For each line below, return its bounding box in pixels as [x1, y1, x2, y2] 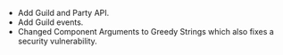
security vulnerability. [17, 35, 98, 46]
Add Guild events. [17, 17, 84, 27]
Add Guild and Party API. [17, 8, 110, 18]
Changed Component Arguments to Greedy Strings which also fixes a [17, 27, 274, 36]
